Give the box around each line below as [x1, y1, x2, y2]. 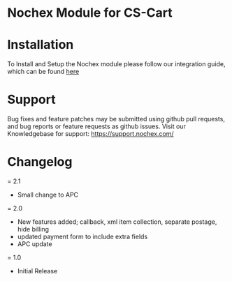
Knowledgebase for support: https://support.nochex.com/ [7, 130, 174, 138]
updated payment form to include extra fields [17, 232, 148, 241]
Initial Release [17, 267, 58, 275]
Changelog [7, 154, 73, 170]
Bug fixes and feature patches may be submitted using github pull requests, [7, 115, 226, 123]
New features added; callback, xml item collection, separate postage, [17, 218, 217, 226]
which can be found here [7, 68, 80, 76]
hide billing [17, 225, 50, 233]
